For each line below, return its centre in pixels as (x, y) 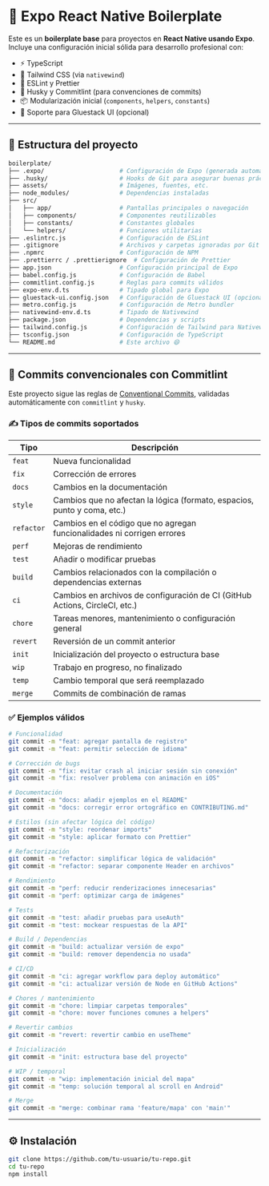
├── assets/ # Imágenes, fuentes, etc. (109, 186)
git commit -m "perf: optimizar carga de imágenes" (96, 896)
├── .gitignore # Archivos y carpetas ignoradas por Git (134, 245)
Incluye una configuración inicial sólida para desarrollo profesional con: (126, 46)
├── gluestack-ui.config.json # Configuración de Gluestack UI (119, 297)
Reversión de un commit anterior (114, 641)
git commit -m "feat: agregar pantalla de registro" (98, 741)
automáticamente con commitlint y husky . (77, 402)
